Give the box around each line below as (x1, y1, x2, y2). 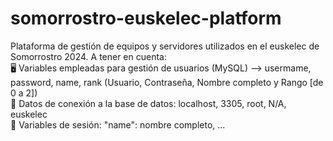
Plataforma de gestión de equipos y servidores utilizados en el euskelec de (10, 40, 320, 52)
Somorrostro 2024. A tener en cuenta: (10, 50, 167, 62)
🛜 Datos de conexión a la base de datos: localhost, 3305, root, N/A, (10, 97, 287, 109)
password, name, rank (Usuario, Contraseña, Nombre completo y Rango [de (10, 76, 324, 88)
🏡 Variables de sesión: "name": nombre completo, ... (10, 118, 226, 131)
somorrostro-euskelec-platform (10, 7, 282, 30)
